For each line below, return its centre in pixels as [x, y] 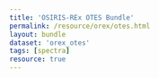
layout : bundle [38, 34]
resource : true [38, 59]
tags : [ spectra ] [40, 51]
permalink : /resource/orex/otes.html [80, 26]
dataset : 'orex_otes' [50, 43]
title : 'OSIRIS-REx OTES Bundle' [72, 17]
